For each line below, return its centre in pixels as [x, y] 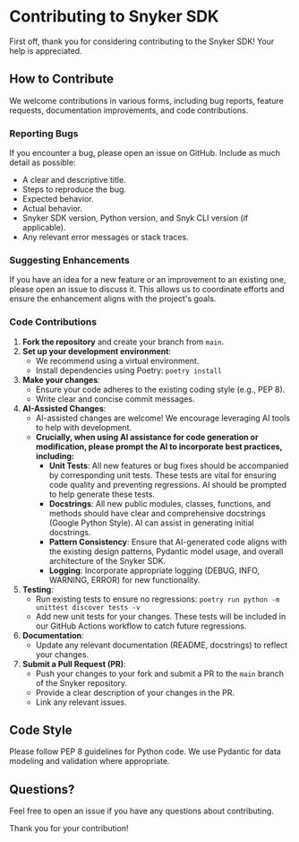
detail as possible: [43, 162]
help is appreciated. [46, 50]
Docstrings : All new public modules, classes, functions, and [160, 503]
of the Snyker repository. [81, 682]
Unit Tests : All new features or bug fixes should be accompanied [169, 465]
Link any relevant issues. [81, 702]
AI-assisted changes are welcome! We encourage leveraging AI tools [163, 418]
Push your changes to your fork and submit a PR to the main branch [160, 673]
